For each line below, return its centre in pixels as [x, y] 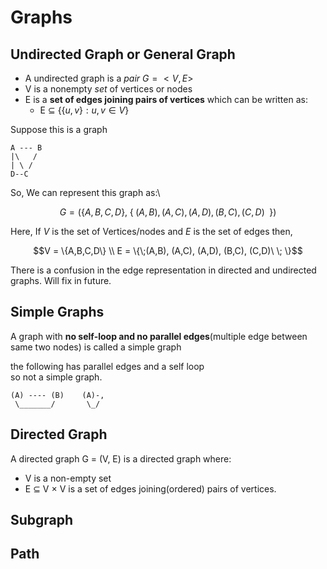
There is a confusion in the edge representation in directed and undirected [163, 270]
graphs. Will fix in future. [61, 280]
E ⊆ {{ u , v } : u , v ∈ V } [84, 110]
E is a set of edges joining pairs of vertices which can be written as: [166, 99]
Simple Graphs [57, 312]
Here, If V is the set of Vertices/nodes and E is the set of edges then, [151, 231]
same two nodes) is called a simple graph [96, 347]
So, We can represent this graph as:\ [85, 192]
